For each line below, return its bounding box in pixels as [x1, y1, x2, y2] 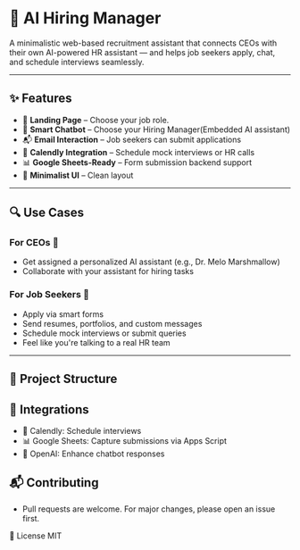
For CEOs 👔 [9, 237, 60, 249]
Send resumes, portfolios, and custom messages [21, 318, 203, 329]
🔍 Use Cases [9, 205, 85, 221]
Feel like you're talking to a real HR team [21, 337, 171, 347]
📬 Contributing [9, 475, 99, 490]
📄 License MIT [9, 530, 62, 541]
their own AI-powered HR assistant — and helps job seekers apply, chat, [9, 46, 276, 57]
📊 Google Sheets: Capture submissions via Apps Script [21, 435, 228, 446]
